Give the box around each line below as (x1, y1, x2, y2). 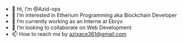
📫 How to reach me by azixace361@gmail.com (11, 31, 127, 37)
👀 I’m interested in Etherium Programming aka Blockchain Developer (11, 12, 178, 19)
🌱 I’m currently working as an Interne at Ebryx (11, 18, 123, 24)
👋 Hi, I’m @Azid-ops (11, 6, 61, 12)
